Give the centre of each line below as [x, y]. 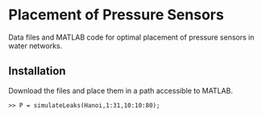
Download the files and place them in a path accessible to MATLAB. [121, 90]
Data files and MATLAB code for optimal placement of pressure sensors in [131, 37]
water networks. [35, 45]
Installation [37, 71]
